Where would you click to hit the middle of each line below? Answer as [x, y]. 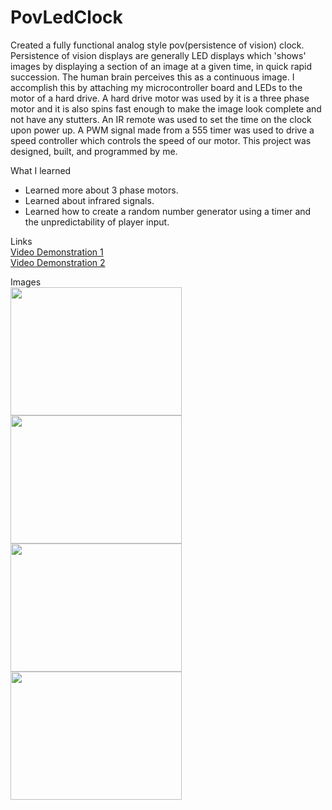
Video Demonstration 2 [58, 262]
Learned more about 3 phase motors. [101, 190]
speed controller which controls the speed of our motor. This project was [161, 140]
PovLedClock [66, 17]
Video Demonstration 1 [57, 252]
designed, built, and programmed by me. [94, 151]
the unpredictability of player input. [97, 222]
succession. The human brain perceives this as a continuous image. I [152, 77]
